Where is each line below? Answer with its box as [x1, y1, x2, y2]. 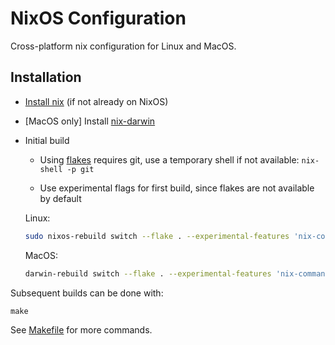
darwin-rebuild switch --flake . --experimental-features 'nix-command [24, 268, 330, 279]
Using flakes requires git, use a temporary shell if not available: [39, 153, 300, 166]
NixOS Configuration [10, 7, 187, 30]
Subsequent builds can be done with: [10, 287, 164, 299]
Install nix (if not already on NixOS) [24, 95, 169, 107]
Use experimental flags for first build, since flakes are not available [39, 182, 315, 194]
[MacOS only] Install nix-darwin [24, 115, 156, 127]
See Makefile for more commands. [10, 323, 153, 336]
